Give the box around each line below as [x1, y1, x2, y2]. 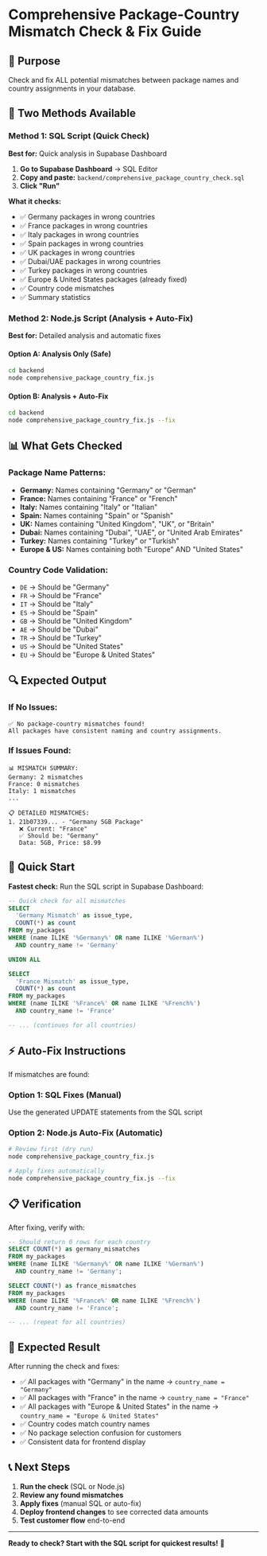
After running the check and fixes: [8, 1362, 120, 1371]
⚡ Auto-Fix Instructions [8, 1044, 126, 1058]
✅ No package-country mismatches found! [8, 720, 145, 728]
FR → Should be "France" [19, 590, 103, 600]
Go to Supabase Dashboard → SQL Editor [19, 164, 158, 173]
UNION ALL [8, 955, 41, 963]
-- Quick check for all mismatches [8, 897, 126, 904]
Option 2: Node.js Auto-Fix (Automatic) [8, 1127, 163, 1138]
